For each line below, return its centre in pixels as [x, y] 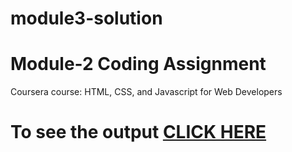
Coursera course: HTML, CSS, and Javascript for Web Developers [146, 92]
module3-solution [86, 18]
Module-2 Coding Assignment [138, 64]
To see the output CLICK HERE [138, 132]
